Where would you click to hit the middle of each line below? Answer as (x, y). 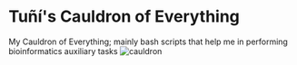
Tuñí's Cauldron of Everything (124, 17)
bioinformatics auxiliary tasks (64, 51)
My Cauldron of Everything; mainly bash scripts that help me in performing (148, 42)
